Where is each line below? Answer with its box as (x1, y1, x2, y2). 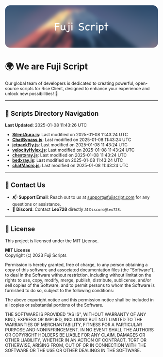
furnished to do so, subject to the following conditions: (5, 287, 114, 293)
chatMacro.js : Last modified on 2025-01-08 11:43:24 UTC (12, 163, 129, 169)
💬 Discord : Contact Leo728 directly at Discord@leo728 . (12, 206, 121, 212)
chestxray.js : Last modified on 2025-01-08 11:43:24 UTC (12, 152, 127, 158)
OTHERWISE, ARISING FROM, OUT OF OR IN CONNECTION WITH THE (5, 342, 147, 348)
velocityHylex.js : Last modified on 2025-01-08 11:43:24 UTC (12, 147, 135, 153)
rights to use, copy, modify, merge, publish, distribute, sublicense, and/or (5, 277, 151, 283)
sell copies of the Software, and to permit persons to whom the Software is (5, 282, 155, 288)
